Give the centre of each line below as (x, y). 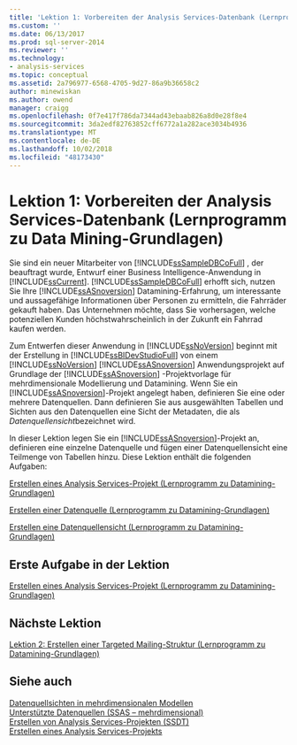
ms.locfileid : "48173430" (57, 157)
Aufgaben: (28, 466)
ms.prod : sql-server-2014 (57, 42)
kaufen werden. (38, 329)
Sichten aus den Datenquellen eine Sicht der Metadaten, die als (125, 411)
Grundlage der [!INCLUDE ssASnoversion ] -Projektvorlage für (120, 374)
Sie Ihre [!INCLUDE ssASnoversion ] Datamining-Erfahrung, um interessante (145, 291)
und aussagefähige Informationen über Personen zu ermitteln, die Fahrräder (148, 301)
